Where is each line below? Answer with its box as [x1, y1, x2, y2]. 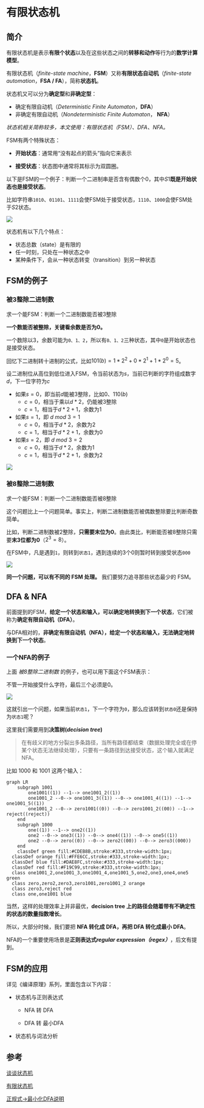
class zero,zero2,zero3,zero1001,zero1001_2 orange [12, 881, 146, 887]
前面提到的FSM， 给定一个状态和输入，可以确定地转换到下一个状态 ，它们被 [6, 609, 193, 616]
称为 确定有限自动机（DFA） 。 [6, 616, 78, 623]
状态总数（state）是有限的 [15, 241, 81, 248]
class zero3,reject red [12, 886, 72, 892]
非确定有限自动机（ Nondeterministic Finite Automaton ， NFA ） [15, 111, 173, 118]
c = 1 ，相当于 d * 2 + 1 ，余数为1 [24, 406, 102, 413]
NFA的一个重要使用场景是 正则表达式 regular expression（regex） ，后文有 [6, 936, 192, 944]
